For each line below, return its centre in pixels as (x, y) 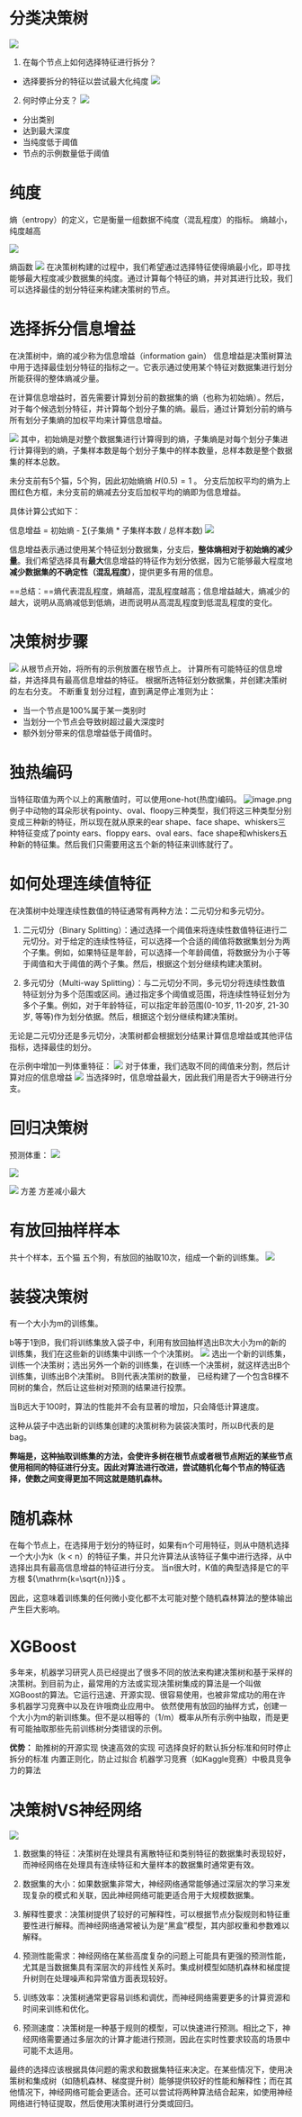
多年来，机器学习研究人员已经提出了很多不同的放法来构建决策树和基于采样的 (151, 1672)
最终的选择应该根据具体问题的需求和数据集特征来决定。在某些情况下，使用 (147, 2070)
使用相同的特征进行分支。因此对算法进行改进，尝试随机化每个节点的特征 (143, 1468)
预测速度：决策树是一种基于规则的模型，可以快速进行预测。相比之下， (152, 2028)
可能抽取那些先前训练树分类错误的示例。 (92, 1729)
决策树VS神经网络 (75, 1810)
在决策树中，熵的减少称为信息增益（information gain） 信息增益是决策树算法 (151, 356)
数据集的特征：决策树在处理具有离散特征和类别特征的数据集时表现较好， (156, 1854)
